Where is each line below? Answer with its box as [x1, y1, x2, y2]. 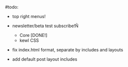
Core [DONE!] [19, 33, 48, 38]
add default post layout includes [12, 56, 77, 62]
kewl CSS [19, 37, 39, 43]
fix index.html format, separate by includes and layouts [12, 47, 124, 52]
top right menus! [12, 14, 46, 19]
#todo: [5, 4, 19, 10]
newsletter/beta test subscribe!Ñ [12, 23, 78, 29]
